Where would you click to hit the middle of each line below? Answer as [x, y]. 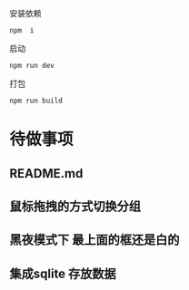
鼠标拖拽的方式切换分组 [75, 206]
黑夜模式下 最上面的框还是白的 [94, 240]
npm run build [36, 101]
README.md [46, 174]
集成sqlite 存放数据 [63, 273]
